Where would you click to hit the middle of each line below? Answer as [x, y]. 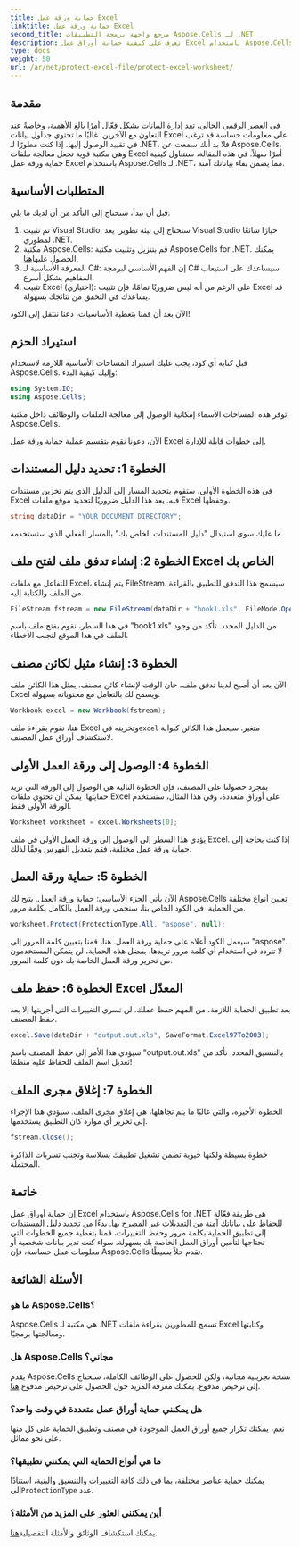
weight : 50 [30, 59]
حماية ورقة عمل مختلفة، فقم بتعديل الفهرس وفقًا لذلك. [101, 848]
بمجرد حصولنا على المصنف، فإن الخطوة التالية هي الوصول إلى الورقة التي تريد [139, 786]
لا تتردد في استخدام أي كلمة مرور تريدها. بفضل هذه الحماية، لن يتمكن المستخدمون [146, 951]
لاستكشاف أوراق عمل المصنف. [62, 737]
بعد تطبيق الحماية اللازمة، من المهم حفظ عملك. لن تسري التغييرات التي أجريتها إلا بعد [150, 1010]
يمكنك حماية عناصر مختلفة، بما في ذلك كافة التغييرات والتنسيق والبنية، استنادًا [138, 1480]
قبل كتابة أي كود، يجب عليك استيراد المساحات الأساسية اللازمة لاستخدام [129, 363]
